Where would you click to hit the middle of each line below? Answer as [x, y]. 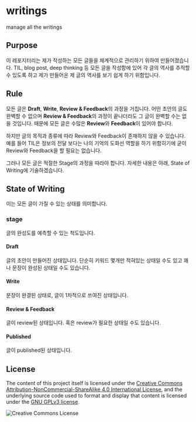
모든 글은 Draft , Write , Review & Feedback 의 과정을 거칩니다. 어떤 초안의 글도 [97, 108]
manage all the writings [34, 27]
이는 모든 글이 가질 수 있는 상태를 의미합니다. [57, 204]
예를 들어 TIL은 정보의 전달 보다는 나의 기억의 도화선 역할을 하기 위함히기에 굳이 [97, 143]
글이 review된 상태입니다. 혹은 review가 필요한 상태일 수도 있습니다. [83, 323]
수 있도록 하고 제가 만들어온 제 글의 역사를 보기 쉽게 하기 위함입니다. [83, 75]
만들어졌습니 [174, 60]
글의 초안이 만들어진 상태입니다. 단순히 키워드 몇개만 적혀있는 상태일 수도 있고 [94, 260]
